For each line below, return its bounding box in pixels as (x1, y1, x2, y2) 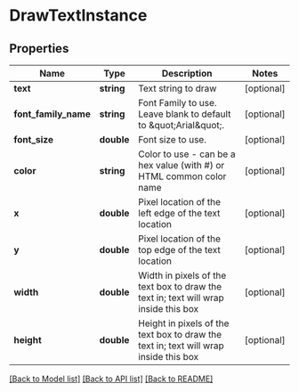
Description (161, 68, 213, 79)
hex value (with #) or (137, 159, 225, 171)
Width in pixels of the (137, 269, 227, 282)
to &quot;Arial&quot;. (137, 119, 225, 131)
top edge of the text (137, 244, 221, 256)
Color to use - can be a (137, 148, 236, 160)
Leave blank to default (137, 108, 231, 120)
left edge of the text (137, 207, 221, 219)
